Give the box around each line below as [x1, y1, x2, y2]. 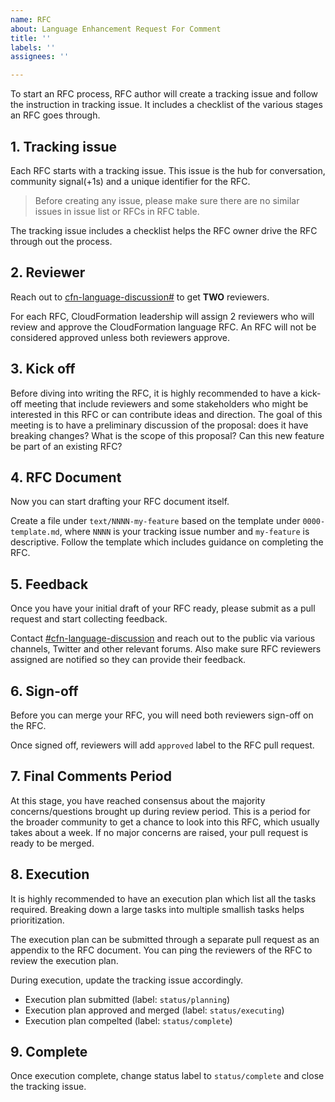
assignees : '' [10, 52, 70, 62]
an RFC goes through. [10, 109, 101, 121]
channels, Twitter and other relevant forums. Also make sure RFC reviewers [10, 643, 322, 655]
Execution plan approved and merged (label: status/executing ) [24, 1004, 285, 1016]
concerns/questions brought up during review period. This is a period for [10, 805, 311, 817]
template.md [10, 527, 60, 538]
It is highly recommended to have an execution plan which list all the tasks [10, 892, 317, 905]
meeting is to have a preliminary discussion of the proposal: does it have [10, 419, 309, 431]
